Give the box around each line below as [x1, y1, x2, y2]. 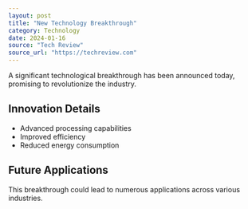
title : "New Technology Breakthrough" [8, 19, 137, 27]
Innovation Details [8, 102, 101, 116]
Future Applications [8, 164, 109, 177]
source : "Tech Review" [8, 41, 84, 49]
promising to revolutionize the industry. [8, 79, 137, 89]
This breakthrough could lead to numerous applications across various [8, 184, 241, 194]
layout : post [8, 11, 52, 20]
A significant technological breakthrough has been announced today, [8, 71, 235, 80]
